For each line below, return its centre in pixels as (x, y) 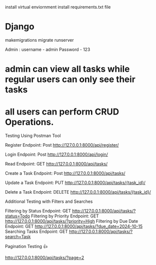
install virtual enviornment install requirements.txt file (58, 7)
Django (20, 27)
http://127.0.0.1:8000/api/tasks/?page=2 (45, 258)
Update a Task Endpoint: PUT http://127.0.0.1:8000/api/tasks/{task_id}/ (75, 183)
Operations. (30, 122)
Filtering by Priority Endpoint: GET (65, 216)
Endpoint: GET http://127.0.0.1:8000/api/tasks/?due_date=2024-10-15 (74, 226)
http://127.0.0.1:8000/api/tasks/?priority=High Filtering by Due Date (71, 221)
